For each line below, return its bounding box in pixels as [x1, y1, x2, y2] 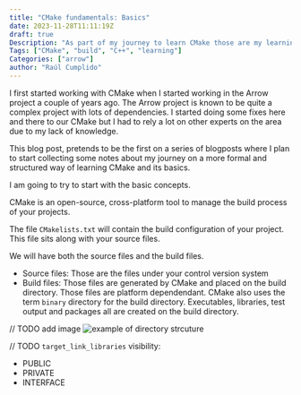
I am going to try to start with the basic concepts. [9, 179, 191, 190]
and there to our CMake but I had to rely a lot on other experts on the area [9, 116, 282, 126]
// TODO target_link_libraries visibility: [9, 340, 161, 351]
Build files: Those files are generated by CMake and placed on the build [21, 277, 287, 288]
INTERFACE [21, 377, 65, 388]
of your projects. [9, 206, 71, 217]
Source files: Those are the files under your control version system [21, 268, 269, 279]
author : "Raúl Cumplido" [9, 64, 102, 73]
